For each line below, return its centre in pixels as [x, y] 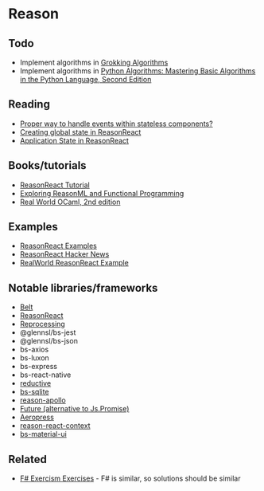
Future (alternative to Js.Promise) [74, 409]
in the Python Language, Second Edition [85, 79]
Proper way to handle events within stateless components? [116, 124]
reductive [35, 383]
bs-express [39, 367]
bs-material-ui [43, 434]
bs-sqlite [34, 392]
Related [28, 459]
